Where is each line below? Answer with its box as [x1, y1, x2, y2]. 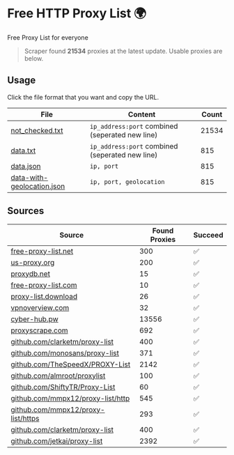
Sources [7, 205, 45, 217]
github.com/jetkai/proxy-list [10, 436, 103, 446]
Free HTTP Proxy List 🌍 [7, 6, 147, 22]
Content [127, 109, 156, 119]
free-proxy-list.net [10, 246, 74, 256]
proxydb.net [10, 269, 51, 279]
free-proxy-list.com [10, 280, 78, 290]
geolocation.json [10, 181, 65, 191]
